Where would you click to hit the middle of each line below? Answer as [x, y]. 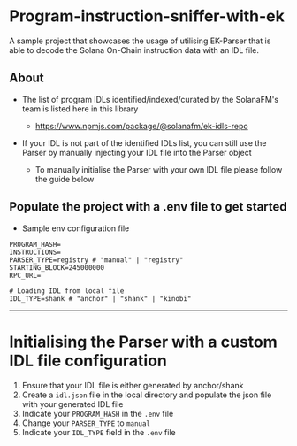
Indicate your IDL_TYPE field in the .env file [99, 432]
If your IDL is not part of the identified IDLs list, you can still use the [144, 142]
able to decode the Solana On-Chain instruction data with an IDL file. [134, 50]
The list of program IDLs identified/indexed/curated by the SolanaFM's [150, 99]
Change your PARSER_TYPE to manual [86, 423]
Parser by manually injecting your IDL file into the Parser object [137, 152]
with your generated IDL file [72, 404]
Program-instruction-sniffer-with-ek [147, 16]
